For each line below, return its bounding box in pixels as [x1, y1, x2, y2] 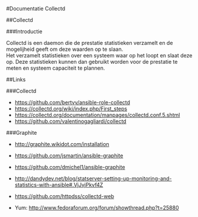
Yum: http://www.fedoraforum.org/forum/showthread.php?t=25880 [14, 204, 179, 211]
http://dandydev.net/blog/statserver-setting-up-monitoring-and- [14, 175, 173, 182]
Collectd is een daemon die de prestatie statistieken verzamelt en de [6, 40, 173, 46]
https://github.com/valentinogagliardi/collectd [14, 118, 126, 125]
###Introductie [6, 28, 43, 35]
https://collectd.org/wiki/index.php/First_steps [14, 105, 128, 112]
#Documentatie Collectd [6, 5, 66, 12]
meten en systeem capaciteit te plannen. [6, 64, 105, 72]
